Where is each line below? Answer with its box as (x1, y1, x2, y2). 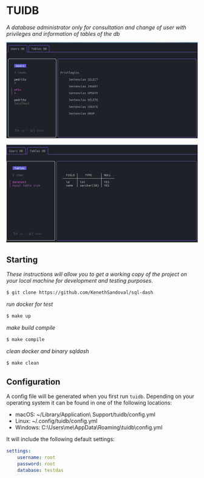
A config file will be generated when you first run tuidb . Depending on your (6, 392, 194, 400)
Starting (6, 254, 38, 264)
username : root (17, 454, 56, 461)
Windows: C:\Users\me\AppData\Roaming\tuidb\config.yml (15, 424, 163, 431)
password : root (17, 461, 56, 467)
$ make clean (6, 360, 39, 366)
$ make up (6, 313, 32, 319)
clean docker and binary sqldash (6, 347, 89, 355)
